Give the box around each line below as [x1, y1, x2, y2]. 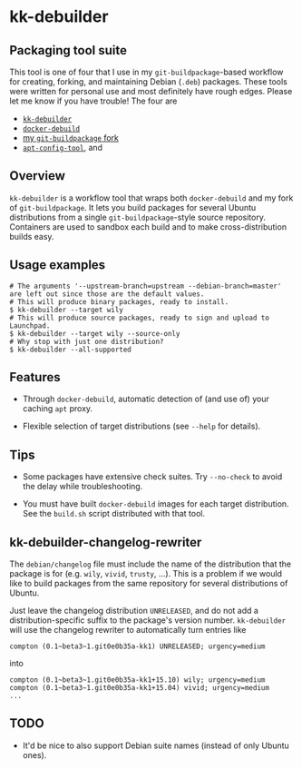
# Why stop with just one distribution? [9, 337, 165, 346]
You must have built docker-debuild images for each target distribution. [22, 498, 289, 509]
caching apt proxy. [22, 403, 93, 414]
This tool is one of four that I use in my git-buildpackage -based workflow [9, 66, 284, 77]
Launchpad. [9, 320, 51, 330]
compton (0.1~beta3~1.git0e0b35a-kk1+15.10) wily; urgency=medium [9, 675, 266, 685]
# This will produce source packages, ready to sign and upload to [9, 313, 270, 322]
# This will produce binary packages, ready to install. [9, 297, 229, 306]
